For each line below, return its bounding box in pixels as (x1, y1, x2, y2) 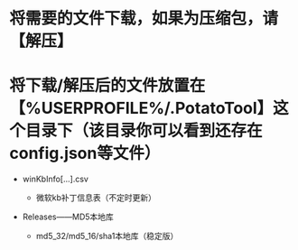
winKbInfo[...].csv (22, 173, 88, 185)
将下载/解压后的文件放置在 (9, 76, 206, 96)
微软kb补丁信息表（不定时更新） (35, 192, 156, 203)
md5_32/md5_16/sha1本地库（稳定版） (35, 231, 179, 242)
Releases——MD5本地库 (22, 211, 115, 222)
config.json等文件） (9, 144, 161, 163)
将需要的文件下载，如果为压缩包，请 (9, 8, 279, 29)
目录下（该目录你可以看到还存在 (25, 121, 264, 141)
